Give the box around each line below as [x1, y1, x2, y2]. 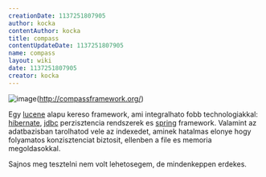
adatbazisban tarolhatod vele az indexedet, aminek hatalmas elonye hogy [8, 126, 252, 136]
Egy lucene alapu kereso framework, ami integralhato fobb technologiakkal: [8, 109, 259, 119]
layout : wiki [8, 57, 52, 65]
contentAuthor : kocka [8, 27, 81, 35]
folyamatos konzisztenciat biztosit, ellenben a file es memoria [8, 134, 212, 145]
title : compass [8, 34, 59, 43]
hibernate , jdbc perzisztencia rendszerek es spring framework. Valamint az [8, 117, 257, 127]
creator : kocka [8, 72, 59, 80]
